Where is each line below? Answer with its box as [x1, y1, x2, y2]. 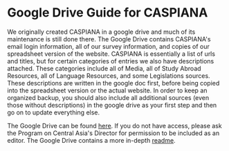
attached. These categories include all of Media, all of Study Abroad [7, 64, 202, 72]
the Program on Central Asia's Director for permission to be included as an [7, 129, 220, 137]
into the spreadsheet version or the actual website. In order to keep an [7, 86, 208, 94]
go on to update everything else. [7, 108, 100, 117]
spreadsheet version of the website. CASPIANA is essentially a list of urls [7, 50, 216, 58]
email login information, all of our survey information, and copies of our [7, 42, 210, 50]
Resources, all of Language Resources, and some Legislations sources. [7, 71, 210, 80]
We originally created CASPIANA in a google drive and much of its [7, 28, 196, 36]
